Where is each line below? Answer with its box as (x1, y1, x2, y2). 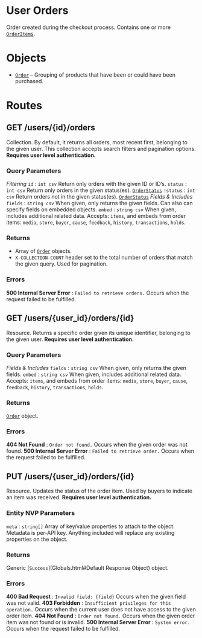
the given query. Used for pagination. (14, 260, 108, 267)
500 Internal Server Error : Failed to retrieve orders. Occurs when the (6, 289, 189, 296)
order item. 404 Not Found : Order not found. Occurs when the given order (6, 612, 195, 619)
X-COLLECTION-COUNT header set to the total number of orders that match (14, 254, 193, 261)
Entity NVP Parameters (6, 509, 75, 517)
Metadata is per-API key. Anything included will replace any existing (6, 529, 175, 536)
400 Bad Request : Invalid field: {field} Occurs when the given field (6, 593, 186, 601)
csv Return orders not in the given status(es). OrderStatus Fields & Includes (6, 193, 193, 200)
